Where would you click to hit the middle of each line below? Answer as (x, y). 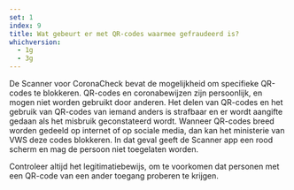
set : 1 (21, 17)
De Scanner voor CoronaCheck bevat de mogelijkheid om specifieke (134, 84)
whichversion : (35, 42)
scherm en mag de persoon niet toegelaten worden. (104, 149)
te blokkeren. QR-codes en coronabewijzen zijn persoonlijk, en (148, 93)
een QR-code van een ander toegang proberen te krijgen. (114, 176)
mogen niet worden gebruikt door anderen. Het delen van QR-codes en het (146, 102)
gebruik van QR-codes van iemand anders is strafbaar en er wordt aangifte (146, 112)
